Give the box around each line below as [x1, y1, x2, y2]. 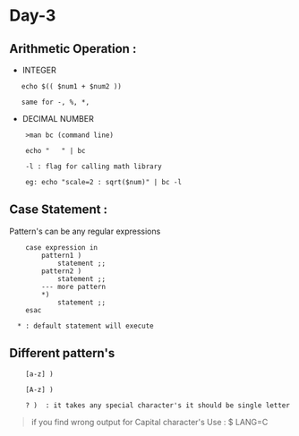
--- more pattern [41, 282, 106, 291]
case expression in [25, 243, 98, 252]
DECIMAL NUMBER [21, 114, 94, 124]
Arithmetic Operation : [9, 41, 137, 56]
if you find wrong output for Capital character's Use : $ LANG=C [30, 416, 269, 427]
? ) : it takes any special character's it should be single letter [25, 400, 291, 410]
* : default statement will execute [17, 321, 154, 330]
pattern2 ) [41, 266, 82, 276]
